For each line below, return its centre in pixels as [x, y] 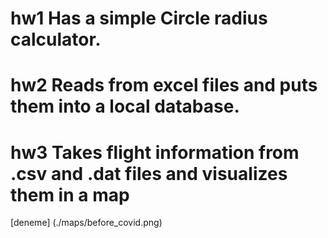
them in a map [70, 194]
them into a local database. [125, 106]
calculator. [56, 39]
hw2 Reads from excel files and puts [164, 85]
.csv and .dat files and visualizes [149, 173]
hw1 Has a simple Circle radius [139, 18]
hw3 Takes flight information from [155, 152]
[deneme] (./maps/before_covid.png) [86, 223]
